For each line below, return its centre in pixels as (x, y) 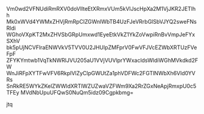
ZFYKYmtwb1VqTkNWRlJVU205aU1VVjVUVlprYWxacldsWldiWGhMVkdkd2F (102, 60)
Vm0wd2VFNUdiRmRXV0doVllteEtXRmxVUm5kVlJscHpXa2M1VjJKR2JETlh (101, 9)
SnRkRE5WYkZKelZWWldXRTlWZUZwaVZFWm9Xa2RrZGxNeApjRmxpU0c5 (101, 86)
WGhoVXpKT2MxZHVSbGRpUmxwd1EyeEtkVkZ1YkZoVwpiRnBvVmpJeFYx (101, 35)
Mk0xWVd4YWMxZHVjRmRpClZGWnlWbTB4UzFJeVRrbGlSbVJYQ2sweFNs (101, 22)
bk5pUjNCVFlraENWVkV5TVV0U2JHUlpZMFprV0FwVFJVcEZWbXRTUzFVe (102, 47)
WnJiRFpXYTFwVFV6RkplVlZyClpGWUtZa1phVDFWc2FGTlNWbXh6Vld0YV (101, 73)
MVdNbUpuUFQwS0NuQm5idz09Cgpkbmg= (77, 92)
